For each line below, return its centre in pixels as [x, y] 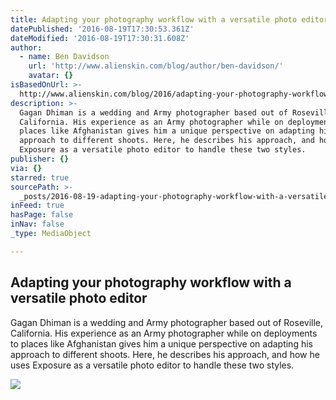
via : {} [26, 168]
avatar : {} [51, 76]
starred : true [40, 177]
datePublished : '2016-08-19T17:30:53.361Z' [102, 29]
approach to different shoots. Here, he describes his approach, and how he [165, 354]
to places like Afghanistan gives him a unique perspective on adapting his [161, 343]
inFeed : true [37, 206]
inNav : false [37, 224]
